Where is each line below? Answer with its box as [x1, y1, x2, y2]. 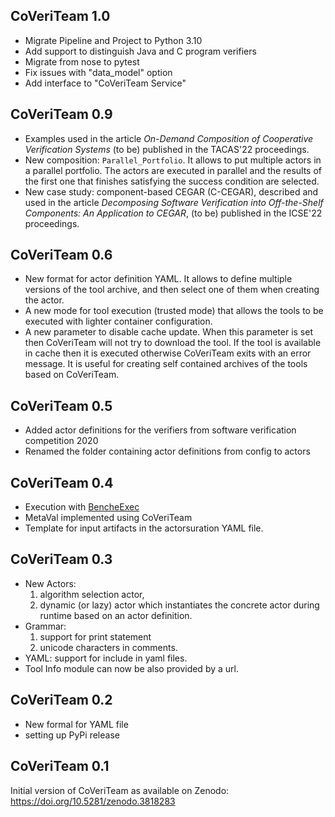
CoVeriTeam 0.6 [10, 247, 113, 264]
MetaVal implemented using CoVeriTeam [24, 512, 193, 524]
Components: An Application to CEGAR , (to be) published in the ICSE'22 [24, 207, 323, 219]
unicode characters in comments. [39, 641, 178, 653]
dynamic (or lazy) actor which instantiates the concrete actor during [39, 599, 320, 611]
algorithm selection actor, [39, 588, 145, 600]
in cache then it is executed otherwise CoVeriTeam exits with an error [24, 347, 312, 359]
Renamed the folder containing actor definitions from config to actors [24, 445, 311, 458]
